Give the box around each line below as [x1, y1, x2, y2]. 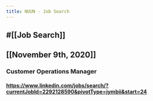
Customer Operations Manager [6, 68, 97, 76]
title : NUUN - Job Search [6, 8, 69, 15]
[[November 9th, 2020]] [6, 50, 97, 60]
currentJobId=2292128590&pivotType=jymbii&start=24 [6, 88, 147, 95]
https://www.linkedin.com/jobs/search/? [6, 82, 109, 89]
